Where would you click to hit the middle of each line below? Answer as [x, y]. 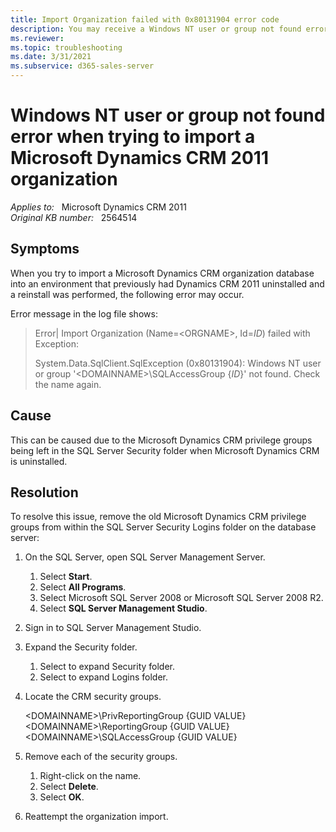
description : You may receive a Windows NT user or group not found [156, 29]
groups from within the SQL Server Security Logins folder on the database [163, 527]
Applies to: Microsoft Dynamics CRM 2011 [98, 207]
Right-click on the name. [90, 776]
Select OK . [62, 797]
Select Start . [66, 577]
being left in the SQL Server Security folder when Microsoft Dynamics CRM [165, 450]
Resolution [44, 492]
